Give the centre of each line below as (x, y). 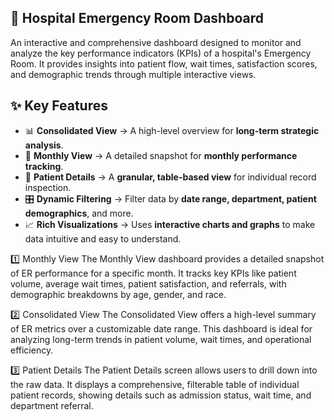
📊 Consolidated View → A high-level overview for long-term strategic (172, 130)
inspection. (48, 187)
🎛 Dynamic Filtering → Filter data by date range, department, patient (170, 198)
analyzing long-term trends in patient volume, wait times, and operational (161, 339)
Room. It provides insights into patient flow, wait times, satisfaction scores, (164, 63)
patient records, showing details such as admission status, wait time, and (161, 395)
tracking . (44, 166)
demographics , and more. (79, 213)
